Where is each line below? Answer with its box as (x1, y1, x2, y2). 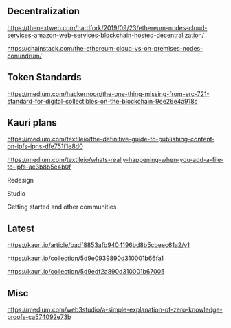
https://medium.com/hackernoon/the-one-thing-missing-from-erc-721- (7, 89, 210, 98)
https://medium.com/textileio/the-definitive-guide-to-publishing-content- (7, 135, 215, 143)
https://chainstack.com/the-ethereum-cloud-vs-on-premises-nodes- (7, 44, 203, 52)
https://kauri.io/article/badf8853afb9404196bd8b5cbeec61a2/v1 (7, 241, 190, 249)
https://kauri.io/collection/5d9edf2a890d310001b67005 (7, 268, 165, 276)
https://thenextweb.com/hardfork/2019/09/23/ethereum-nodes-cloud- (7, 23, 208, 32)
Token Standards (7, 71, 82, 83)
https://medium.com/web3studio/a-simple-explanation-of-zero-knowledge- (7, 305, 223, 314)
